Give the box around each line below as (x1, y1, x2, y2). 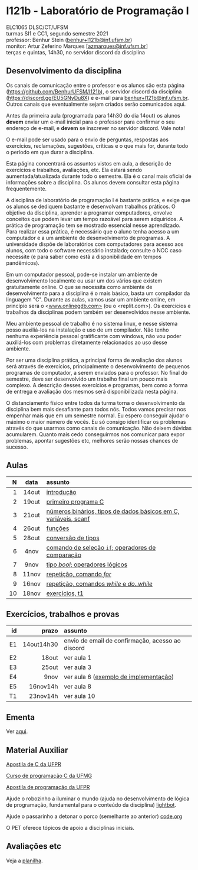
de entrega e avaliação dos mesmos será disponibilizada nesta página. (6, 388, 179, 395)
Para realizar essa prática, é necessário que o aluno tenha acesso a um (6, 228, 180, 235)
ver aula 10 (64, 692, 95, 700)
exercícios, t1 (46, 589, 84, 598)
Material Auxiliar (6, 745, 68, 755)
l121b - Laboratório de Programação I (6, 4, 190, 18)
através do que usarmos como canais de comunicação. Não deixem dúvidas (6, 424, 192, 431)
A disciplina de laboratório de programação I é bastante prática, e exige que (6, 196, 191, 203)
